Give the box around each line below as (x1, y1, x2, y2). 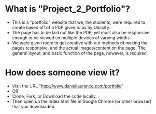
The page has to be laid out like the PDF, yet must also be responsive (12, 29, 150, 35)
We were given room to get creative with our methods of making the (12, 40, 148, 45)
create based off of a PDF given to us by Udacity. (12, 24, 110, 30)
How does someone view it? (5, 67, 120, 78)
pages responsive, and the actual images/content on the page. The (12, 45, 146, 51)
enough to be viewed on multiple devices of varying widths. (12, 35, 131, 41)
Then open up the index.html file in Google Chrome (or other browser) (12, 98, 152, 104)
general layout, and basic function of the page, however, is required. (12, 50, 148, 56)
